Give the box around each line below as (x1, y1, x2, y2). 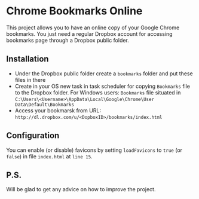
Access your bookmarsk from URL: (14, 106, 102, 114)
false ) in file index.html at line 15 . (6, 152, 93, 160)
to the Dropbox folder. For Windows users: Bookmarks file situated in (14, 88, 181, 96)
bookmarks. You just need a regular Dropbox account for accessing (6, 30, 173, 37)
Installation (6, 54, 49, 64)
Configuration (6, 130, 60, 141)
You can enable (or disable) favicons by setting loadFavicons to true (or (6, 146, 183, 154)
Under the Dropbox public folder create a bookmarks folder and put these (14, 70, 193, 77)
